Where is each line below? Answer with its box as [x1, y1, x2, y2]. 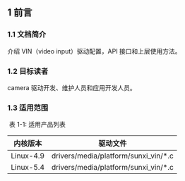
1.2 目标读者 [7, 66, 49, 76]
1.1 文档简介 [7, 30, 47, 39]
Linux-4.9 [11, 151, 44, 161]
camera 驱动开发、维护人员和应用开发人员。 [7, 83, 136, 92]
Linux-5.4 [11, 163, 44, 173]
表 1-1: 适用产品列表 [8, 120, 66, 129]
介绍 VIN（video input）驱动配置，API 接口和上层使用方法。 [7, 46, 181, 55]
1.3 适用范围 [7, 103, 49, 113]
